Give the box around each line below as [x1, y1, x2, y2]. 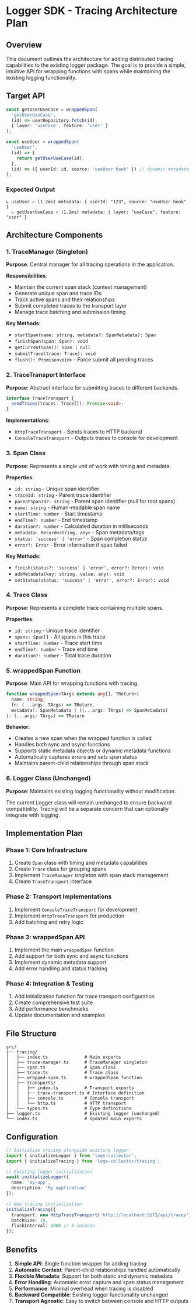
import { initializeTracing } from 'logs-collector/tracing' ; [6, 1158, 160, 1164]
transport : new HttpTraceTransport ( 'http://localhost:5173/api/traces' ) [11, 1212, 192, 1218]
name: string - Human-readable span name [14, 504, 120, 511]
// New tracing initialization [6, 1201, 82, 1207]
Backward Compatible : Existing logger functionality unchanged [14, 1291, 168, 1298]
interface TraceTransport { [6, 395, 75, 401]
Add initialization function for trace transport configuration [14, 993, 155, 1000]
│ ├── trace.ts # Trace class [6, 1070, 118, 1076]
